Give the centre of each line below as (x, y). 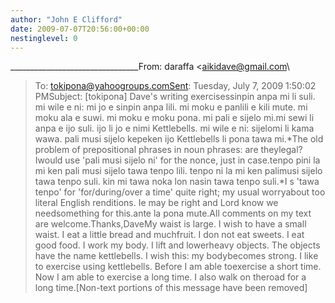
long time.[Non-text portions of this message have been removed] (171, 288)
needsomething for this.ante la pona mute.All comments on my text (173, 213)
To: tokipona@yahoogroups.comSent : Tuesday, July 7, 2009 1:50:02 (175, 86)
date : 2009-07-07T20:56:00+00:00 (80, 29)
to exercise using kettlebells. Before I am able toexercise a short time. (178, 267)
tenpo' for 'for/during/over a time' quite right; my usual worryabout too (180, 192)
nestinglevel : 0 (44, 38)
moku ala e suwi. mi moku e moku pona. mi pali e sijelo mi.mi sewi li (174, 118)
